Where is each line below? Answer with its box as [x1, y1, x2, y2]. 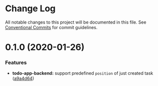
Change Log [5, 3, 56, 14]
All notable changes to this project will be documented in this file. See [5, 19, 147, 25]
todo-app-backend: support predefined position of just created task [12, 70, 154, 76]
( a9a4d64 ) [12, 76, 34, 82]
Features [5, 59, 27, 66]
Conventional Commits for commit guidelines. [5, 24, 97, 30]
